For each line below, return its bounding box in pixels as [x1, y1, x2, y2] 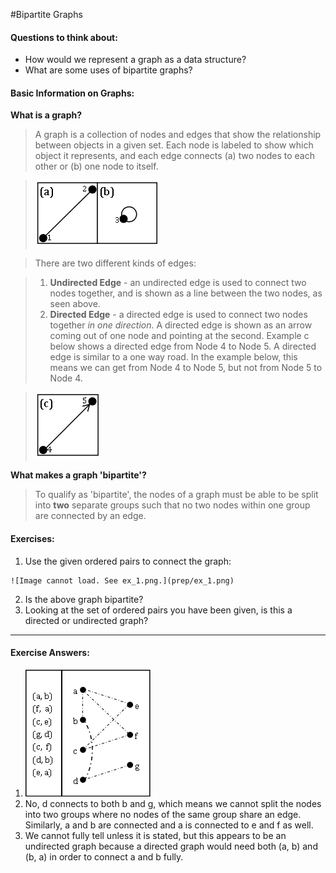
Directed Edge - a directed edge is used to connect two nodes [49, 309, 308, 321]
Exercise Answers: [10, 647, 90, 659]
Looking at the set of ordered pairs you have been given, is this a [24, 604, 293, 616]
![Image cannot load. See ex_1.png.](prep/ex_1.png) [10, 575, 235, 586]
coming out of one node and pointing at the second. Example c [49, 330, 310, 342]
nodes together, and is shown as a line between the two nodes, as [49, 287, 323, 299]
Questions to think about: [10, 31, 118, 43]
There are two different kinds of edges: [34, 257, 197, 269]
